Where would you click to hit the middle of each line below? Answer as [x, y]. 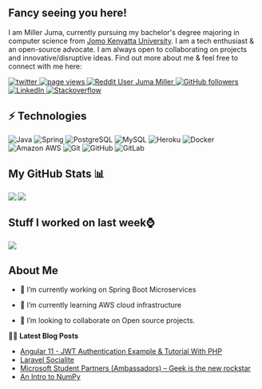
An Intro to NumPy [50, 377]
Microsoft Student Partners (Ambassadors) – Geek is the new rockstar [135, 368]
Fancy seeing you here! [68, 13]
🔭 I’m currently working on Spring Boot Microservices [108, 289]
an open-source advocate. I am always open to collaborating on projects [128, 49]
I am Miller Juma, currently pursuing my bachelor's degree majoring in [124, 32]
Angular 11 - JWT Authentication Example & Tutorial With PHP [121, 352]
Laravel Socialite [47, 360]
